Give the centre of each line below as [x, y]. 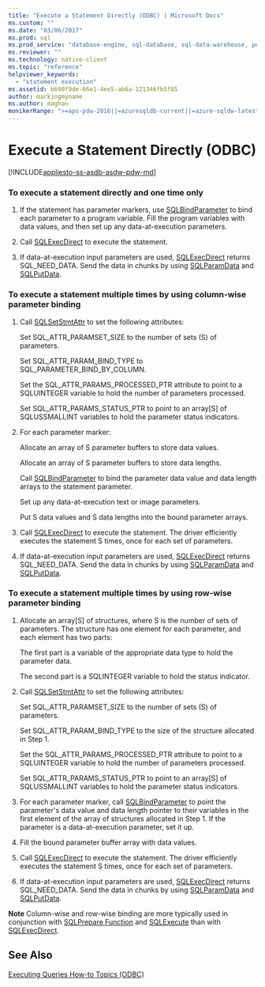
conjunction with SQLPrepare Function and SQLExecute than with [114, 921]
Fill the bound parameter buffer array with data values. [108, 842]
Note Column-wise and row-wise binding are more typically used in [118, 913]
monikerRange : [32, 112]
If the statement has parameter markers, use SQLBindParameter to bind [136, 210]
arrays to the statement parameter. [76, 486]
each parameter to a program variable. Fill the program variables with [132, 218]
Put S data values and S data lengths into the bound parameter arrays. [134, 517]
